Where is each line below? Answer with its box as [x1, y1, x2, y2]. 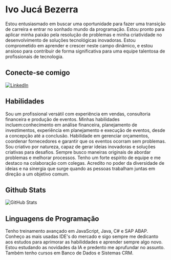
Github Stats [5, 185, 46, 194]
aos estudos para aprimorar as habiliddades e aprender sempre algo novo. [5, 239, 163, 245]
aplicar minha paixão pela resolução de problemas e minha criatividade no [5, 31, 162, 38]
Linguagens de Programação [5, 214, 99, 223]
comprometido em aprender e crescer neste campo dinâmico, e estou [5, 42, 153, 48]
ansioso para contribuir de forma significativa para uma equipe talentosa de [5, 48, 165, 54]
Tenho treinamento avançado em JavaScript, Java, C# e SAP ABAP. [5, 228, 148, 234]
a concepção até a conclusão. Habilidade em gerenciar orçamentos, [5, 132, 149, 138]
